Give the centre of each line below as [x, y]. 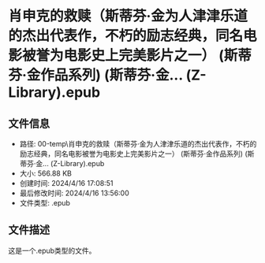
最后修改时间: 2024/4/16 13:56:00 [75, 193]
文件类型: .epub [45, 203]
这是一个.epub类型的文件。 [52, 250]
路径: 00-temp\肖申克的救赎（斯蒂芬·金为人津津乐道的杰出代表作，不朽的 [138, 144]
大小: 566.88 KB [46, 173]
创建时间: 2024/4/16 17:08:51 [66, 183]
